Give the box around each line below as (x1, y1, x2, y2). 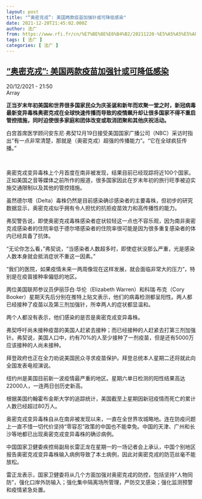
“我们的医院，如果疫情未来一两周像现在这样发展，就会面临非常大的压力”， (6, 265, 191, 272)
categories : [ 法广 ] (6, 43, 59, 49)
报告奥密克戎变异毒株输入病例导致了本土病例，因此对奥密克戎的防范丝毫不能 (6, 450, 196, 458)
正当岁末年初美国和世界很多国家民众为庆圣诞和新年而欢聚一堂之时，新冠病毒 (6, 101, 196, 108)
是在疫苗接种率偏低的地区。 (11, 272, 80, 280)
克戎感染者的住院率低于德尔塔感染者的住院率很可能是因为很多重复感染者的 (6, 224, 191, 232)
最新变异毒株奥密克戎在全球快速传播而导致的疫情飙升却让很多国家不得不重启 (6, 109, 196, 116)
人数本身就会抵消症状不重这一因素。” (6, 253, 96, 260)
